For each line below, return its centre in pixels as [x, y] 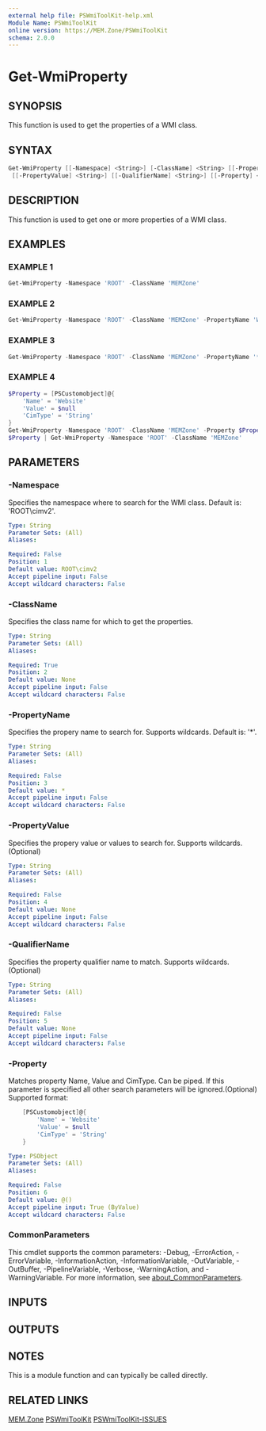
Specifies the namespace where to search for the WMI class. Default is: [125, 502]
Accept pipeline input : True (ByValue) [74, 1207]
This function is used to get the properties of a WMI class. [103, 125]
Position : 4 [28, 902]
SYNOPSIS [35, 106]
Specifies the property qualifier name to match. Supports [101, 962]
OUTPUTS [34, 1329]
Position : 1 [28, 562]
